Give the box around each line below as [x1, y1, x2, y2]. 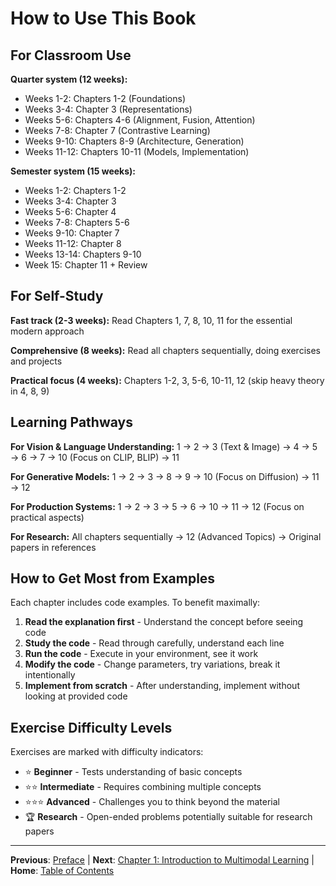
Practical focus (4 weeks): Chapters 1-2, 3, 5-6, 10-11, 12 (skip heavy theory [10, 374, 325, 386]
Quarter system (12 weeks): [10, 73, 128, 85]
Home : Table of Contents [10, 865, 115, 877]
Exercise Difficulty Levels [10, 719, 173, 736]
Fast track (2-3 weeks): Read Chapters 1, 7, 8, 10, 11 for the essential [10, 314, 293, 326]
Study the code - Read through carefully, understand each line [24, 637, 285, 649]
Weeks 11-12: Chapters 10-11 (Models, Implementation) [24, 146, 250, 157]
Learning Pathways [10, 414, 133, 431]
